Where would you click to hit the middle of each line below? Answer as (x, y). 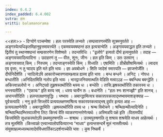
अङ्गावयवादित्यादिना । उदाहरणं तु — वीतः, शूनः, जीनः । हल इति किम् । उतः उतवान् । (72, 58)
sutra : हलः (15, 19)
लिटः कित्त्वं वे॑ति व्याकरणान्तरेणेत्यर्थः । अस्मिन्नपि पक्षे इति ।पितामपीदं (92, 113)
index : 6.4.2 (18, 10)
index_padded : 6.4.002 (28, 14)
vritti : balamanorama (27, 23)
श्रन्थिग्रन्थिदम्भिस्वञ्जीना (23, 113)
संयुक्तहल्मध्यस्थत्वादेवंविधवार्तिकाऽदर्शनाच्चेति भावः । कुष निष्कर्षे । (55, 129)
